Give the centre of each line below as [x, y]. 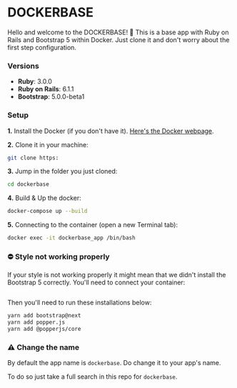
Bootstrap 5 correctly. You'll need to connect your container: [96, 282]
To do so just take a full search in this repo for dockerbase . [92, 377]
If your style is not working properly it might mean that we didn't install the [117, 275]
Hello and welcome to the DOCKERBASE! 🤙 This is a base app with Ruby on [118, 32]
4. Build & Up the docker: [44, 198]
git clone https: [33, 158]
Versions [23, 66]
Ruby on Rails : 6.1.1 [46, 89]
